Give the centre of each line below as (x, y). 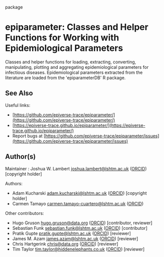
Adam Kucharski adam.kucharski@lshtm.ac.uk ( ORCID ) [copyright (80, 193)
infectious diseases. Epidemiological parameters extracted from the (74, 72)
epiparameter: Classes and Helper (77, 27)
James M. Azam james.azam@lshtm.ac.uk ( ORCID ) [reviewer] (75, 238)
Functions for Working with (62, 38)
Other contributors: (25, 213)
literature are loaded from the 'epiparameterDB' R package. (65, 77)
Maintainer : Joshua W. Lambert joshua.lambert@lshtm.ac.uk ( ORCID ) (76, 168)
